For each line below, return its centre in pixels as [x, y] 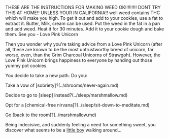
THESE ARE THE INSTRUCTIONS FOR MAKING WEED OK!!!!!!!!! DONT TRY [83, 7]
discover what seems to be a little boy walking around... [63, 130]
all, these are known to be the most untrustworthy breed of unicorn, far [79, 49]
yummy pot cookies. [27, 66]
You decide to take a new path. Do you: [46, 75]
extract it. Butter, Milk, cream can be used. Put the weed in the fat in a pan [83, 23]
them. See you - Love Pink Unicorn [42, 34]
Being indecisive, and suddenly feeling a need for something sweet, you [80, 125]
